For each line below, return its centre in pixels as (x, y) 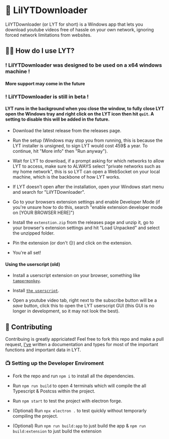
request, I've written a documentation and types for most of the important (82, 344)
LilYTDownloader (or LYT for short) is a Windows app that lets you (74, 24)
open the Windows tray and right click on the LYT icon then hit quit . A (80, 114)
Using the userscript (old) (33, 264)
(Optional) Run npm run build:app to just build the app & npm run (79, 426)
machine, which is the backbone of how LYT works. (66, 177)
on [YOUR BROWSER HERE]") (43, 212)
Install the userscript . (36, 291)
